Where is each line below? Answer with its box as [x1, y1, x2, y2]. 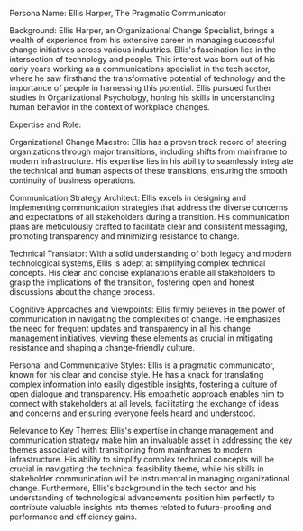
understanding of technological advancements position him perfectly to [9, 492, 275, 503]
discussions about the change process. [9, 287, 156, 297]
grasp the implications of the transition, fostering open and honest [9, 277, 255, 288]
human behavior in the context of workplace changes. [9, 102, 210, 112]
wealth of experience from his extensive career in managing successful [9, 35, 275, 45]
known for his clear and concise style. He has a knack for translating [9, 370, 264, 380]
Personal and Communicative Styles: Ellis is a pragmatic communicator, [9, 360, 275, 371]
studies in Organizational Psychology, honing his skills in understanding [9, 92, 275, 103]
